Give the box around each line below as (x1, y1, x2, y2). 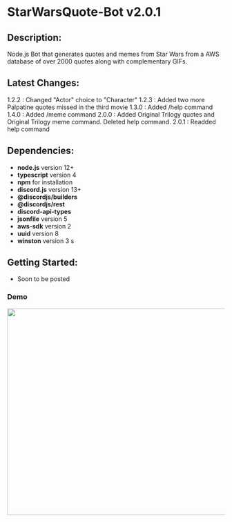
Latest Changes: (7, 77, 79, 89)
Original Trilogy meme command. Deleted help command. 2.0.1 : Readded (7, 117, 216, 126)
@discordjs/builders (17, 193, 78, 201)
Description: (7, 32, 62, 43)
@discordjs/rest (17, 200, 66, 208)
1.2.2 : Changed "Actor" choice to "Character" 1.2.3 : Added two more (7, 95, 205, 104)
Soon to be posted (17, 275, 70, 283)
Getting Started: (7, 257, 78, 269)
